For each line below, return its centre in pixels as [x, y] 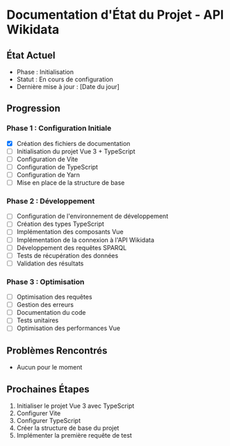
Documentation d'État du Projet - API [115, 15]
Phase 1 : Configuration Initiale [59, 129]
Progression [33, 109]
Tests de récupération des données [67, 255]
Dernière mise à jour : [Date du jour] [68, 86]
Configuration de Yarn [48, 174]
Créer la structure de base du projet [68, 428]
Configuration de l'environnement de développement [92, 216]
